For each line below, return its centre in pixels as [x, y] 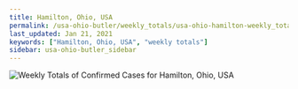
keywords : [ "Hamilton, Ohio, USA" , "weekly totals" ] [109, 42]
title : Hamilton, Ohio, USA [61, 17]
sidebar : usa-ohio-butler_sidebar [73, 50]
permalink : [29, 26]
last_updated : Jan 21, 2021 [61, 33]
